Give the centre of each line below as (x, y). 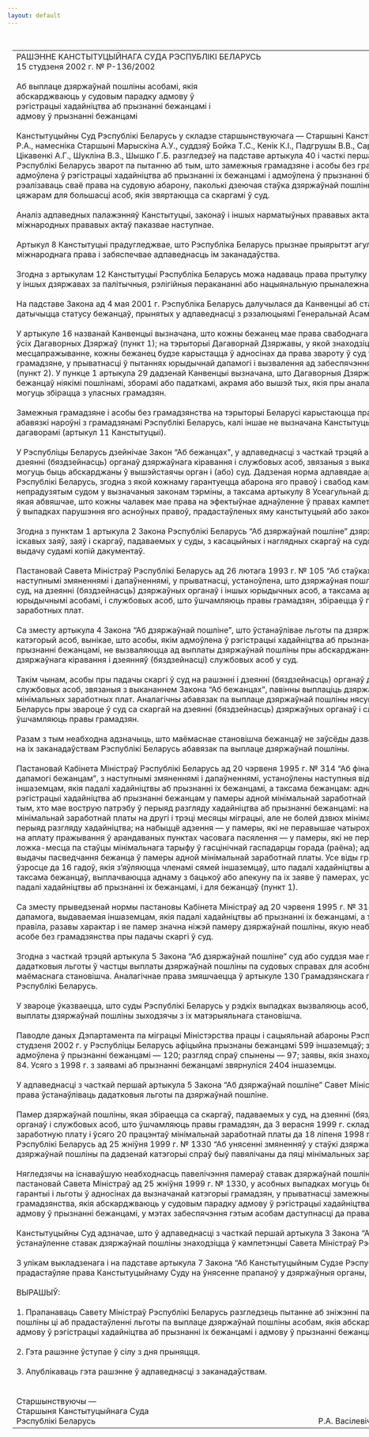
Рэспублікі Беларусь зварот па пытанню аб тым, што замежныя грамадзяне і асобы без (186, 165)
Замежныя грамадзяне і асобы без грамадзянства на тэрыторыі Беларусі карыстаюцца (186, 412)
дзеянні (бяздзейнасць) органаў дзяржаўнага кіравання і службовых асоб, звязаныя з (183, 462)
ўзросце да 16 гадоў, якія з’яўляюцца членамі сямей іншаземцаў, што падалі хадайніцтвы (190, 867)
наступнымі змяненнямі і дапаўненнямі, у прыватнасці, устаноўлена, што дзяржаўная (182, 580)
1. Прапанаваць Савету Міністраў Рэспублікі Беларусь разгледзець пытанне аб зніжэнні (187, 1312)
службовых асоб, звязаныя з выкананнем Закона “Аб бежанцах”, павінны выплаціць (179, 689)
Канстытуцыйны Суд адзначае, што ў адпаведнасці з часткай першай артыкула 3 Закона (188, 1233)
